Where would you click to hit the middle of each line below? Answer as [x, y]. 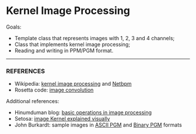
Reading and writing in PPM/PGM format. [64, 50]
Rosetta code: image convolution [54, 90]
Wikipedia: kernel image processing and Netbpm [73, 84]
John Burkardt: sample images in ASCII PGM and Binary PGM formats [98, 125]
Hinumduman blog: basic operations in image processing [83, 112]
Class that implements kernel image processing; [72, 44]
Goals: [14, 27]
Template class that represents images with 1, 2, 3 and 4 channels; [94, 38]
